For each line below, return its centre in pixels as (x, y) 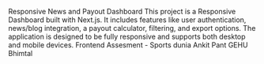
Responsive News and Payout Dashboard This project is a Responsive (122, 11)
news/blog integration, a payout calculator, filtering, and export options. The (132, 28)
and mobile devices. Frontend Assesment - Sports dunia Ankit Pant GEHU (128, 45)
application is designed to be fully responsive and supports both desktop (127, 36)
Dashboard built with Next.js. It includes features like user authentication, (127, 20)
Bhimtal (21, 53)
